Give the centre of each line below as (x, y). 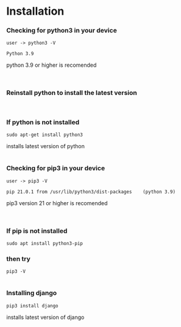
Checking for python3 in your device (62, 31)
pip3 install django (33, 306)
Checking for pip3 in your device (56, 168)
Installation (35, 11)
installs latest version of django (45, 317)
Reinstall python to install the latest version (72, 93)
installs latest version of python (46, 146)
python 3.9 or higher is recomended (51, 65)
